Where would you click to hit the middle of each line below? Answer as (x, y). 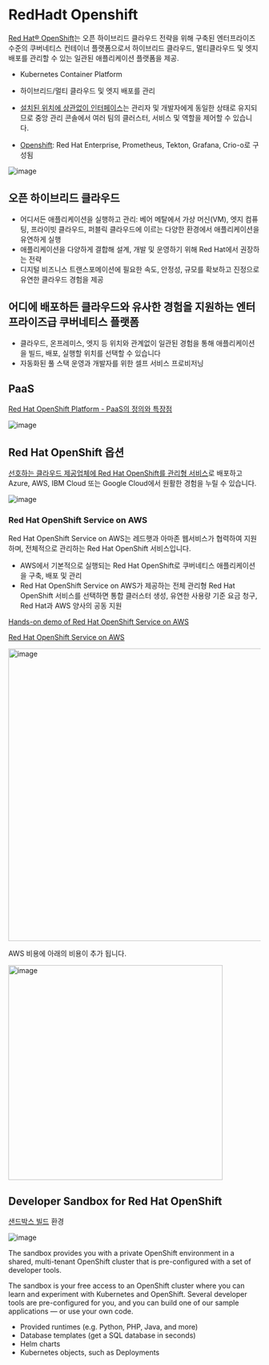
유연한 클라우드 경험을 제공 (62, 279)
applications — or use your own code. (71, 1311)
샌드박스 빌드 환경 (36, 1221)
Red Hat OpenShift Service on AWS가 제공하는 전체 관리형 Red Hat (127, 586)
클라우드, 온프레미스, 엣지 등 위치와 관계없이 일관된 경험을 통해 (117, 343)
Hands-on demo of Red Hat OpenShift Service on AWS (99, 622)
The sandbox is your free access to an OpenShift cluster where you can (126, 1286)
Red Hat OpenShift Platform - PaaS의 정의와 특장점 (90, 409)
